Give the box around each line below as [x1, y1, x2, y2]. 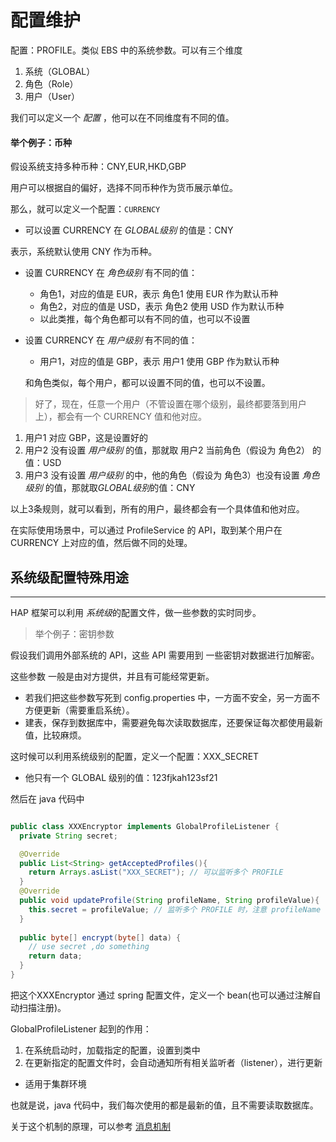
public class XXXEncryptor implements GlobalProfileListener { [10, 821, 280, 831]
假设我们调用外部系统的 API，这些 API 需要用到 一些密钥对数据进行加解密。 [10, 649, 320, 661]
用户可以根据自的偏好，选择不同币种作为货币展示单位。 [10, 182, 238, 194]
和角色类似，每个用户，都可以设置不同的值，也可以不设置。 [24, 377, 271, 389]
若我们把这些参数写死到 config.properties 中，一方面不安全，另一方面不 [24, 691, 321, 703]
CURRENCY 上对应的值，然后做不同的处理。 [10, 537, 193, 549]
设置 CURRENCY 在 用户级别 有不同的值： [24, 334, 198, 346]
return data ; [28, 951, 83, 961]
